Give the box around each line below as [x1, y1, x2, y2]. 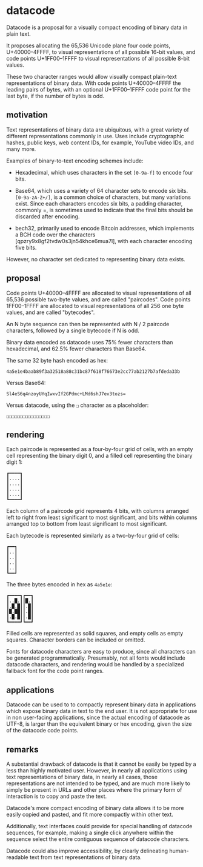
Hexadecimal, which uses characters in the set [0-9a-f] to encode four [15, 169, 193, 176]
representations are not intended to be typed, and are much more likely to [6, 780, 191, 787]
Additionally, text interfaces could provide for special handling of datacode [6, 823, 193, 829]
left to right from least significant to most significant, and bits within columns [6, 514, 198, 521]
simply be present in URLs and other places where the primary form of [6, 786, 182, 793]
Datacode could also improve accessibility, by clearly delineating [6, 847, 168, 854]
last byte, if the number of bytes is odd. [6, 92, 105, 99]
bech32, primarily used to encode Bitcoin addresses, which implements [15, 224, 195, 232]
